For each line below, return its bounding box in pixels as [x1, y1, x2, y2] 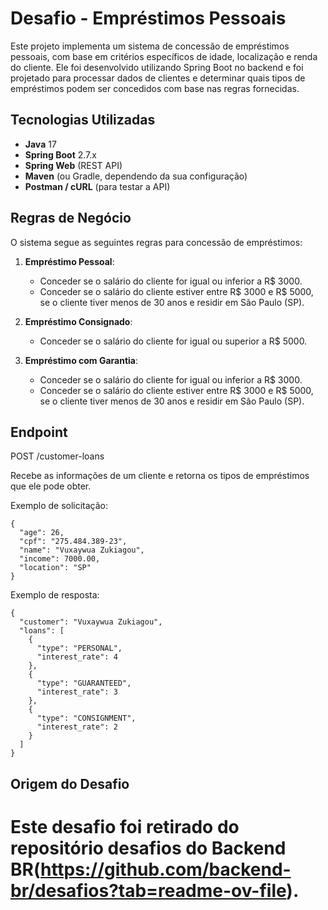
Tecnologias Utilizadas [10, 112, 156, 129]
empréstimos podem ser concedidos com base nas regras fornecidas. [10, 82, 300, 94]
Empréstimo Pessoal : [24, 255, 115, 267]
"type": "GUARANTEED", [36, 678, 132, 689]
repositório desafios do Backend [10, 837, 287, 859]
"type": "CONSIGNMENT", [36, 713, 137, 724]
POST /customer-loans [10, 450, 105, 462]
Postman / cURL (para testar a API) [24, 180, 171, 192]
